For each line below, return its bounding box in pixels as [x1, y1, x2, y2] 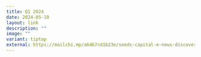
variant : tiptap [6, 36, 47, 42]
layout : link [6, 20, 39, 26]
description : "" [6, 25, 47, 31]
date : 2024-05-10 [6, 14, 50, 20]
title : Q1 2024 [6, 8, 44, 15]
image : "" [6, 31, 31, 37]
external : [6, 42, 31, 48]
